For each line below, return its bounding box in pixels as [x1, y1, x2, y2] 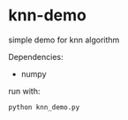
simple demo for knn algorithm [8, 34, 120, 45]
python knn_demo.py [8, 102, 80, 111]
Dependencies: [8, 51, 64, 62]
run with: [8, 86, 41, 96]
